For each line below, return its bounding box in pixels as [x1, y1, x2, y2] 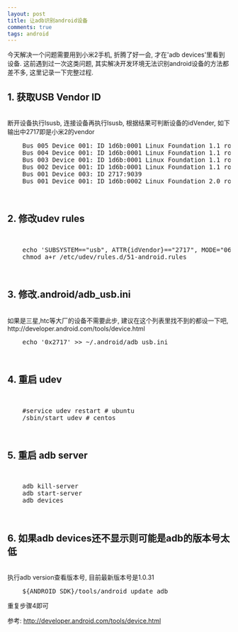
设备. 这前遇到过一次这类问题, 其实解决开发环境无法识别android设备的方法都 [7, 60, 229, 68]
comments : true [7, 23, 52, 31]
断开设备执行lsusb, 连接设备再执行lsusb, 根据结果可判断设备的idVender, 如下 [7, 118, 230, 128]
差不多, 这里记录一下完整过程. [7, 68, 94, 77]
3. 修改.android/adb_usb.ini [7, 289, 131, 301]
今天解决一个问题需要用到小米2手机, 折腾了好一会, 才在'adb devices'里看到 [7, 50, 225, 59]
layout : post [7, 10, 46, 18]
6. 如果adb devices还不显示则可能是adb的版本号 [7, 532, 221, 544]
